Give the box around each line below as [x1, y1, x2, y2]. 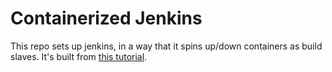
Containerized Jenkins [10, 7, 203, 30]
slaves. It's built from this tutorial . [10, 50, 148, 62]
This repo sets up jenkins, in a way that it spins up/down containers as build [10, 40, 323, 52]
